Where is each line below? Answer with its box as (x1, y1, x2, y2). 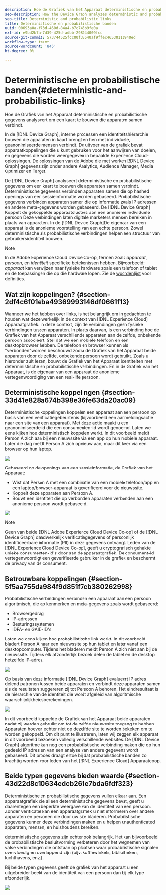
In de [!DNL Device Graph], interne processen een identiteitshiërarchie (5, 131, 149, 137)
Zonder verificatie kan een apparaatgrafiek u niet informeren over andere (5, 809, 154, 814)
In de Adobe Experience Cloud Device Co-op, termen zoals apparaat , (5, 255, 147, 261)
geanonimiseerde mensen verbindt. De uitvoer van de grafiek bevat (5, 142, 143, 148)
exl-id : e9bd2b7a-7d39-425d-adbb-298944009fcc (5, 30, 103, 35)
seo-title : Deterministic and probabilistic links (5, 16, 112, 21)
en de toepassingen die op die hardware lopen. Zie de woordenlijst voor (5, 270, 152, 277)
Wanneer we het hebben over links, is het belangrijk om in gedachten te (5, 311, 151, 317)
